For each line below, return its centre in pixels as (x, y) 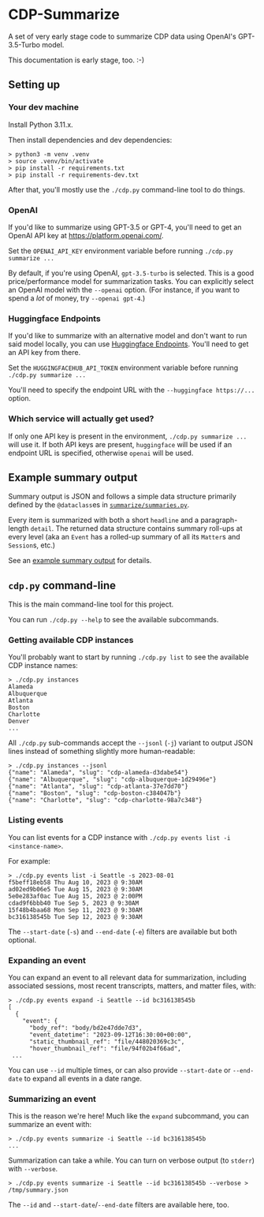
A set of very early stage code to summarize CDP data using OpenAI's (122, 36)
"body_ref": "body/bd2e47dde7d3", (86, 1028)
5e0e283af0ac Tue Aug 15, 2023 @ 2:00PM (76, 896)
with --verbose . (33, 1169)
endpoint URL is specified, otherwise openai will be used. (101, 453)
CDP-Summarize (64, 15)
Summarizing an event (52, 1099)
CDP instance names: (43, 666)
